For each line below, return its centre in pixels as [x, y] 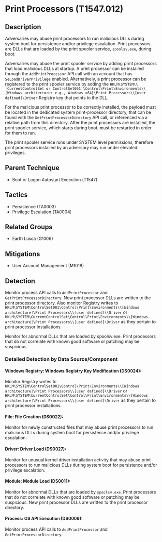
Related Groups [29, 227]
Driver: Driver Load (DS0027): [36, 449]
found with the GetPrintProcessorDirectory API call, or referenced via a [76, 117]
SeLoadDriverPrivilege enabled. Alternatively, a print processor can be [76, 79]
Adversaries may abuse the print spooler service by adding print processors [81, 63]
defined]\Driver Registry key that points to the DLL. [57, 98]
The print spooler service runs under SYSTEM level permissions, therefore [79, 142]
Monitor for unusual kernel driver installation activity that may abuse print [78, 459]
